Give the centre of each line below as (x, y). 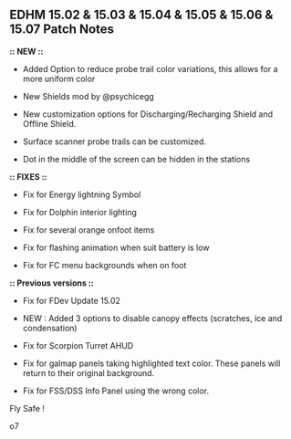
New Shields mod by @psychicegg (88, 96)
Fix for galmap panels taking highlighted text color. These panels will (151, 363)
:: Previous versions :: (52, 283)
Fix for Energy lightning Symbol (82, 194)
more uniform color (59, 78)
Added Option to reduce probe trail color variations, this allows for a (150, 68)
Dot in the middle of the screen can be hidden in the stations (136, 159)
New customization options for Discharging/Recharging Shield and (148, 114)
